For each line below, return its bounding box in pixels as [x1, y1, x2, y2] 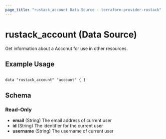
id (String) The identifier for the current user [12, 123, 103, 129]
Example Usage [5, 59, 55, 68]
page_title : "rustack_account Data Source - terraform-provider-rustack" [5, 7, 162, 12]
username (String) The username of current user [12, 128, 114, 134]
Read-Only [5, 106, 32, 113]
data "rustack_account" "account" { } [5, 77, 86, 82]
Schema [5, 91, 31, 99]
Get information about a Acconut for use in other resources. [5, 45, 128, 51]
